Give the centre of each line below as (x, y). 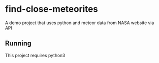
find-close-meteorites (52, 9)
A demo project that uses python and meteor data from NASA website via (79, 23)
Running (18, 44)
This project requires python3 (35, 55)
